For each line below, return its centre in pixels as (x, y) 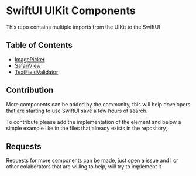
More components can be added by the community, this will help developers (98, 104)
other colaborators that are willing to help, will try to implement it (84, 167)
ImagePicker (30, 59)
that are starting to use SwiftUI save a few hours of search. (77, 111)
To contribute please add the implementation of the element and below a (94, 122)
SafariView (27, 65)
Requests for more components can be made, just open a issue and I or (92, 161)
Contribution (30, 90)
